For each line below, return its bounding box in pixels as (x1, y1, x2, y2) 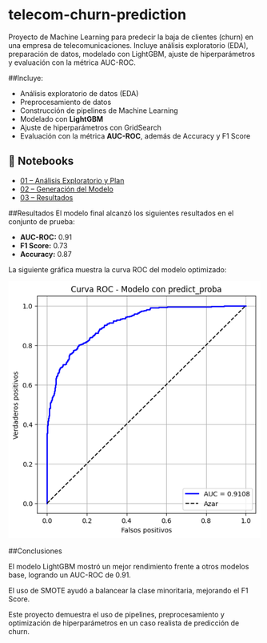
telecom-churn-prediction (8, 6, 186, 24)
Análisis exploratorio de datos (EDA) (19, 88, 139, 98)
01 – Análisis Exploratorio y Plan (19, 175, 125, 185)
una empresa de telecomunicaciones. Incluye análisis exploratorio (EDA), (8, 40, 249, 50)
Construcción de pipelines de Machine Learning (19, 106, 178, 115)
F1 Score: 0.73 (19, 240, 68, 250)
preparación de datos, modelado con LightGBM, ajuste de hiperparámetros (8, 49, 256, 58)
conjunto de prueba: (8, 216, 75, 226)
